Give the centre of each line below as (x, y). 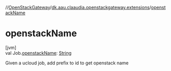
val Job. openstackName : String (39, 53)
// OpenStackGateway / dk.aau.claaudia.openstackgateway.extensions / (78, 7)
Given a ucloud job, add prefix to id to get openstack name (67, 63)
